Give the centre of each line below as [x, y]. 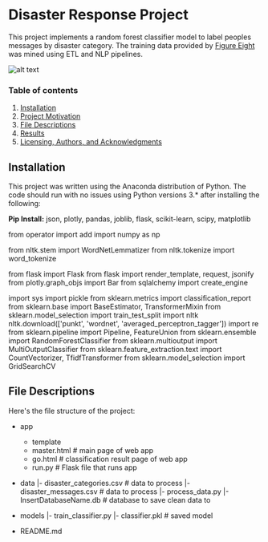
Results [32, 133]
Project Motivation [50, 116]
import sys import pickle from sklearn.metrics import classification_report [130, 298]
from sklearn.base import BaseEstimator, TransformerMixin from [115, 307]
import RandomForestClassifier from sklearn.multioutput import [113, 341]
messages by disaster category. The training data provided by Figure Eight [132, 45]
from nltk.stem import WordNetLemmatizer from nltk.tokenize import [122, 250]
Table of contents [43, 90]
